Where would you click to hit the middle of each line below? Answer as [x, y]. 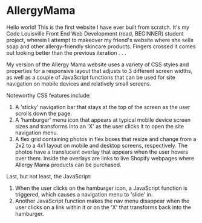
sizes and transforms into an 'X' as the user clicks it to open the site [99, 126]
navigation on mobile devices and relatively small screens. [79, 83]
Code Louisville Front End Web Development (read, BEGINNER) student [95, 33]
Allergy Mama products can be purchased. [68, 165]
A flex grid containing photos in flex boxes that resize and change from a [106, 139]
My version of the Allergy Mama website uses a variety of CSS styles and [98, 64]
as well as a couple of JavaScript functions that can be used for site [91, 77]
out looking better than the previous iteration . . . [66, 52]
